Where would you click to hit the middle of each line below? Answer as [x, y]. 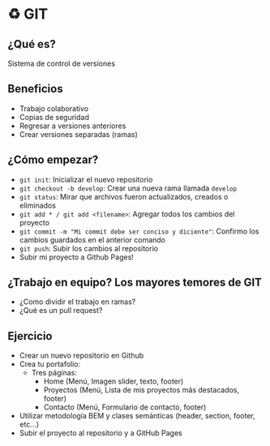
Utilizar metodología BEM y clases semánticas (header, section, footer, [137, 416]
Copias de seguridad [54, 117]
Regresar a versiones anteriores [73, 126]
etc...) [29, 425]
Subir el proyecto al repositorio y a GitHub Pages [101, 433]
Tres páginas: [54, 373]
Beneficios [35, 89]
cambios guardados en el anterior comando [92, 239]
